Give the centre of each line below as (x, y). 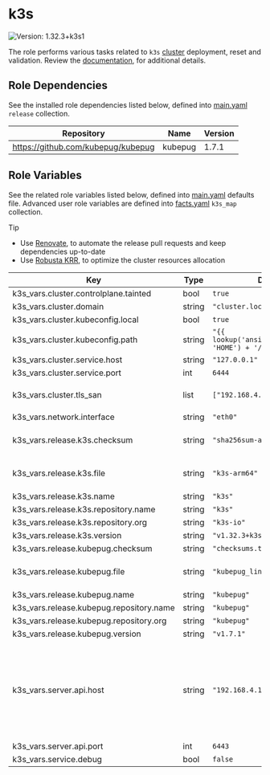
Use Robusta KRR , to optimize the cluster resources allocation (123, 260)
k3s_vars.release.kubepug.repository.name (94, 607)
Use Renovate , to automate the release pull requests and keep (123, 243)
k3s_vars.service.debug (57, 759)
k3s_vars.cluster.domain (58, 306)
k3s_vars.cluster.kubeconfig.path (75, 340)
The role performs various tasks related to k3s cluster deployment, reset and (135, 51)
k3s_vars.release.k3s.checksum (73, 440)
